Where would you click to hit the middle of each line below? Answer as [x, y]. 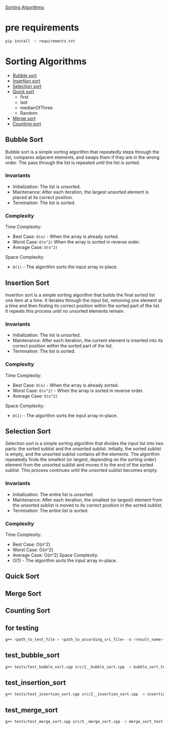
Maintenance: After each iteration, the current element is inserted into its [88, 341]
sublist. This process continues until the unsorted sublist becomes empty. [82, 470]
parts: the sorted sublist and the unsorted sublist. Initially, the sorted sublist [83, 449]
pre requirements [42, 28]
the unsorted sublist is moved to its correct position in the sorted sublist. [87, 505]
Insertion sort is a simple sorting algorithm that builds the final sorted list [80, 295]
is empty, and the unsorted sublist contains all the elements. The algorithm [82, 454]
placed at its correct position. [43, 197]
